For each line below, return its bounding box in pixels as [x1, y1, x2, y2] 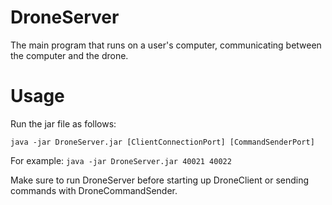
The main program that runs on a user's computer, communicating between [10, 39, 322, 51]
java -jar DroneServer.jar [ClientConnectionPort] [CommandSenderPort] [10, 137, 315, 147]
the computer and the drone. [10, 49, 129, 61]
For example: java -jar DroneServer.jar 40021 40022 [10, 154, 232, 166]
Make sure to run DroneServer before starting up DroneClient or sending [10, 174, 310, 186]
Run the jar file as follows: [10, 117, 117, 130]
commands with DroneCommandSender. [10, 184, 178, 196]
